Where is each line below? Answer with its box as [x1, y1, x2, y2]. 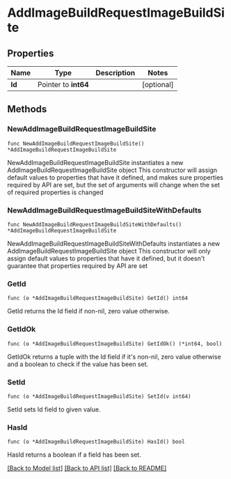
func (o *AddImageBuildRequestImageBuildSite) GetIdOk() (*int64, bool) [7, 340, 223, 347]
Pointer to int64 [37, 80, 89, 89]
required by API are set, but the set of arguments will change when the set [7, 180, 221, 189]
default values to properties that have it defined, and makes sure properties [7, 173, 224, 182]
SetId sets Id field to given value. [7, 405, 101, 414]
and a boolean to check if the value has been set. [7, 360, 149, 368]
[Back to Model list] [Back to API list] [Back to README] [7, 464, 167, 473]
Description [95, 68, 136, 77]
